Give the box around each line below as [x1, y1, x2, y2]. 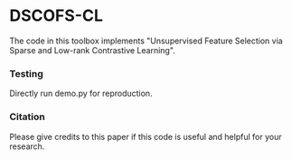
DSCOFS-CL [9, 5, 104, 26]
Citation [9, 110, 45, 123]
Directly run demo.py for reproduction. [9, 88, 153, 99]
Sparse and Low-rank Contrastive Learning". [9, 44, 176, 55]
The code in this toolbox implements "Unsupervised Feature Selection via [9, 35, 283, 46]
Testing [9, 67, 43, 79]
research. [9, 141, 45, 152]
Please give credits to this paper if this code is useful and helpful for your [9, 131, 282, 142]
